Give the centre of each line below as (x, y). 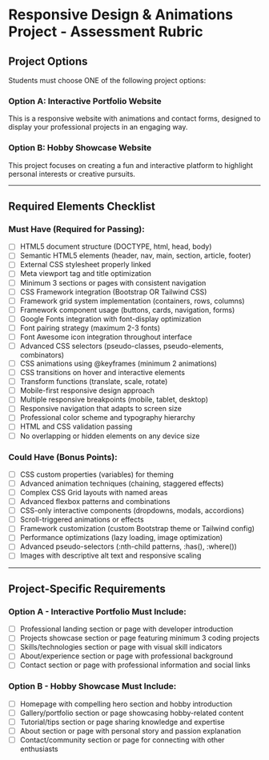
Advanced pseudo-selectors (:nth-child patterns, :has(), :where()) (128, 546)
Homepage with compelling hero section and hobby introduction (126, 704)
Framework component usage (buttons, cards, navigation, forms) (127, 310)
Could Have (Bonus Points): (63, 457)
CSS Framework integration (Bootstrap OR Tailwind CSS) (113, 292)
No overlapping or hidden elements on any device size (110, 436)
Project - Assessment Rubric (106, 32)
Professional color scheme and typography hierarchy (108, 418)
